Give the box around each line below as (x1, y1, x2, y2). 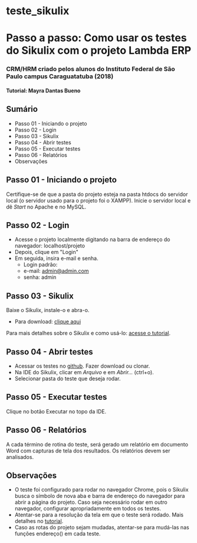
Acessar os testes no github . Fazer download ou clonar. (14, 362, 150, 370)
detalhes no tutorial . (14, 518, 64, 525)
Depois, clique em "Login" (14, 249, 78, 256)
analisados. (6, 453, 34, 460)
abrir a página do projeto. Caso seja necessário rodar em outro (14, 499, 168, 506)
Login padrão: (23, 261, 58, 268)
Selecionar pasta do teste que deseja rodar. (14, 375, 121, 382)
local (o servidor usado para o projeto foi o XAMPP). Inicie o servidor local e (6, 197, 191, 204)
